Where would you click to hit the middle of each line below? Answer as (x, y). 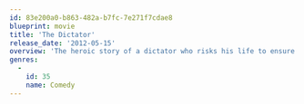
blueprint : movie (42, 26)
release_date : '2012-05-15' (63, 43)
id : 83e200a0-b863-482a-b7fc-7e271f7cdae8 (91, 18)
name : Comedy (51, 85)
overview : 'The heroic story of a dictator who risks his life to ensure (152, 52)
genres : (24, 60)
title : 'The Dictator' (52, 34)
